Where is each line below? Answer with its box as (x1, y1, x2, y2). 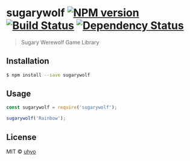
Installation (6, 56, 49, 66)
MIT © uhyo (6, 148, 36, 155)
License (6, 132, 37, 142)
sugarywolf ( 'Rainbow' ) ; (6, 115, 66, 121)
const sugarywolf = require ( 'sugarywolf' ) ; (6, 105, 118, 111)
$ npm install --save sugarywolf (6, 72, 90, 78)
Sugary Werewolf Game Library (21, 38, 100, 46)
